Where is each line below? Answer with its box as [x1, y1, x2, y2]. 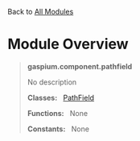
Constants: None [27, 124, 90, 134]
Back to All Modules [7, 7, 74, 16]
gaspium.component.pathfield [27, 61, 133, 71]
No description [27, 77, 77, 87]
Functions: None [27, 108, 89, 118]
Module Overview [7, 35, 130, 53]
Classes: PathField [27, 93, 94, 102]
